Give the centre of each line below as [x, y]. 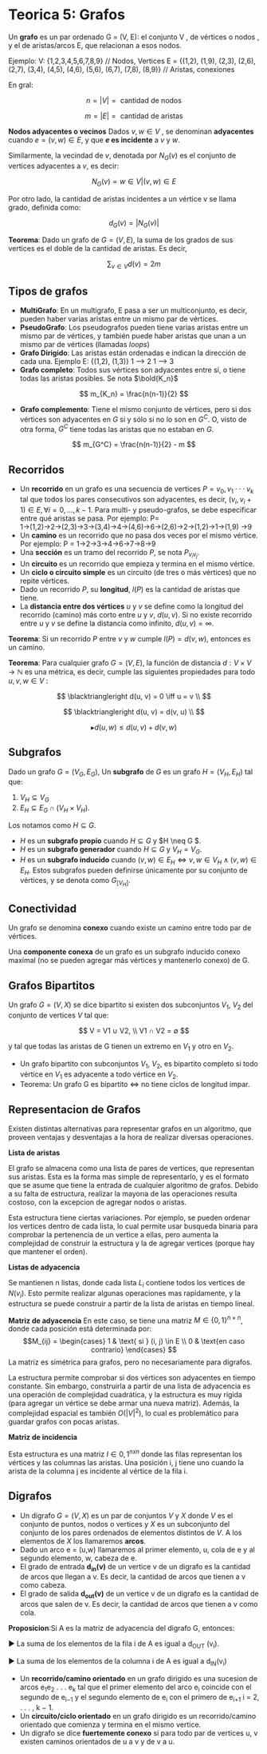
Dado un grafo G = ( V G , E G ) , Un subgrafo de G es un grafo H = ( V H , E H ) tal [131, 772]
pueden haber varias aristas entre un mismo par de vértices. [119, 318]
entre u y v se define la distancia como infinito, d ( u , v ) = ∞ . [117, 623]
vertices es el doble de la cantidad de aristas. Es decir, [98, 249]
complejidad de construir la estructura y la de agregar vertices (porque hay [132, 1243]
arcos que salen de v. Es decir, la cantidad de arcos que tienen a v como [139, 1604]
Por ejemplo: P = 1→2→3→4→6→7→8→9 [88, 543]
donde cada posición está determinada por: [80, 1328]
